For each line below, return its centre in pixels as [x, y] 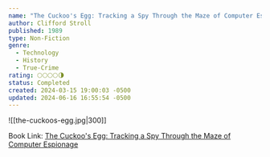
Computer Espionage [43, 144]
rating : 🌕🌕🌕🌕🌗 [37, 75]
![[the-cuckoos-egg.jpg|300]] [57, 120]
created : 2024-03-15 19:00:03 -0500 [70, 90]
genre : [19, 46]
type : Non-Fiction [39, 38]
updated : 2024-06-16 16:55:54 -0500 [70, 98]
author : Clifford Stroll [50, 23]
